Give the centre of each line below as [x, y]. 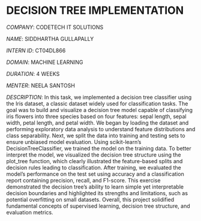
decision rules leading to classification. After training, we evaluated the [94, 167]
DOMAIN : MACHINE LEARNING [45, 62]
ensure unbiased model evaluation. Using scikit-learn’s [74, 142]
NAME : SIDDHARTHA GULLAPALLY [50, 39]
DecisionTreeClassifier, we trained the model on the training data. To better [99, 148]
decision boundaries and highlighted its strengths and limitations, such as [97, 193]
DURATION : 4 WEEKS [33, 73]
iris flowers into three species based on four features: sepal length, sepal [97, 116]
